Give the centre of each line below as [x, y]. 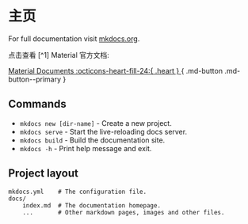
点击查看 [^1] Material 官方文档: [59, 55]
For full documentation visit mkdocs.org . [74, 38]
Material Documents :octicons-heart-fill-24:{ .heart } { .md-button [116, 70]
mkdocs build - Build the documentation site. [92, 140]
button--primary [35, 79]
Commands [38, 104]
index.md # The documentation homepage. [92, 205]
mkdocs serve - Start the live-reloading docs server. [103, 131]
